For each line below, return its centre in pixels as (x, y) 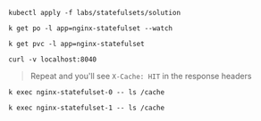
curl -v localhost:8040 (53, 60)
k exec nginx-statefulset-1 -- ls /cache (87, 108)
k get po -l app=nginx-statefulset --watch (91, 28)
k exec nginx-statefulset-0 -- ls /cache (87, 93)
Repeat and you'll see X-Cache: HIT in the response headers (141, 76)
